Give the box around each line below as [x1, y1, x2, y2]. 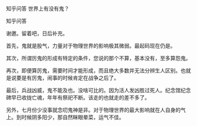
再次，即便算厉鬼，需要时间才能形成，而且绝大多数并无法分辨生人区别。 [6, 67, 181, 74]
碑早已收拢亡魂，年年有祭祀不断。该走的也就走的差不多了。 [6, 94, 150, 101]
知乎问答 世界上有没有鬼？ [6, 5, 69, 12]
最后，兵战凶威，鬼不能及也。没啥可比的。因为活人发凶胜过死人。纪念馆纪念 [6, 87, 191, 93]
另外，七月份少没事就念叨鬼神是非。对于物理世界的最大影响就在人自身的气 [6, 107, 186, 113]
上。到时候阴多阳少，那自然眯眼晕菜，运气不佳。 [6, 114, 124, 121]
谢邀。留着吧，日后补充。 [6, 30, 68, 37]
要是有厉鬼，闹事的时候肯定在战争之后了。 [16, 75, 119, 81]
